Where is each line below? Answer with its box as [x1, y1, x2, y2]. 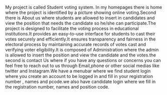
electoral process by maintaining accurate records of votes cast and [5, 41, 146, 47]
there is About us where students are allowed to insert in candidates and [5, 15, 155, 20]
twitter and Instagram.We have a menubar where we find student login [5, 68, 151, 74]
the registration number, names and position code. [5, 84, 109, 89]
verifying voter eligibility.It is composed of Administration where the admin [5, 47, 159, 52]
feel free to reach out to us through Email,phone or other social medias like [5, 62, 159, 68]
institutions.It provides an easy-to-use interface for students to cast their [5, 31, 155, 36]
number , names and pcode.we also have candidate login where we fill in [5, 78, 156, 84]
